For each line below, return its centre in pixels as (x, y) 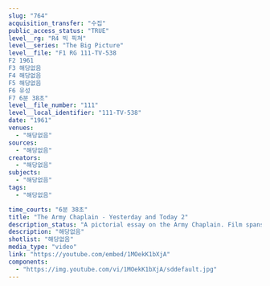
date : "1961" (30, 121)
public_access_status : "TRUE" (59, 31)
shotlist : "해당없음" (41, 239)
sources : (23, 143)
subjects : (25, 173)
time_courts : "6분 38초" (48, 210)
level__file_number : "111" (53, 105)
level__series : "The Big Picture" (66, 46)
